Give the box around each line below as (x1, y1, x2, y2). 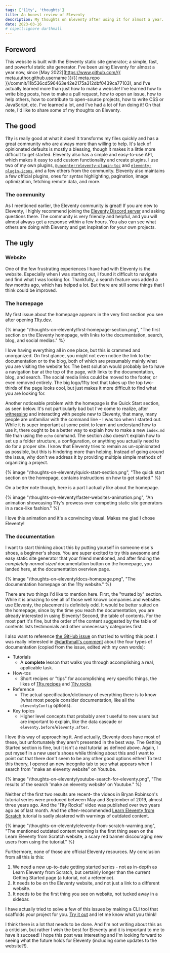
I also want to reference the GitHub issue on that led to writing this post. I (5, 633, 158, 639)
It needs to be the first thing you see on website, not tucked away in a (12, 891, 158, 897)
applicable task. (20, 665, 54, 671)
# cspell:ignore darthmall (5, 26, 62, 31)
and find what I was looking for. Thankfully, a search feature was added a (5, 276, 158, 282)
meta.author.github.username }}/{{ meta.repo (5, 75, 100, 81)
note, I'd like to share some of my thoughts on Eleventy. (5, 107, 121, 113)
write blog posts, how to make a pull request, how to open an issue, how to (5, 91, 161, 97)
